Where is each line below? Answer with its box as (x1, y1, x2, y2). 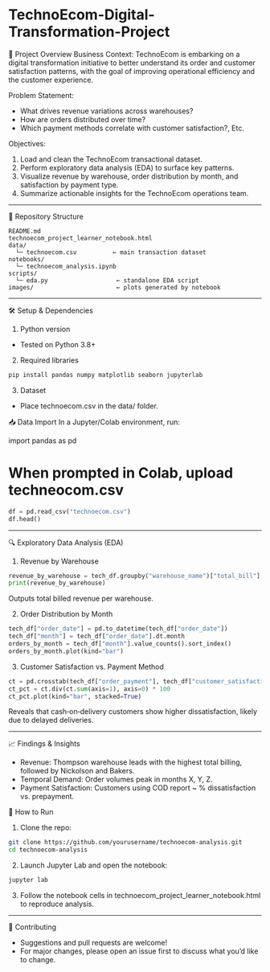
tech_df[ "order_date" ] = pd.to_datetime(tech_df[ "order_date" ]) (8, 625, 228, 633)
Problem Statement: (8, 90, 75, 100)
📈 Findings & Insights (8, 739, 80, 748)
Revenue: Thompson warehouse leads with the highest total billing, (19, 757, 243, 767)
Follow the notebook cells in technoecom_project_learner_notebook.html (19, 891, 261, 900)
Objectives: (8, 138, 46, 148)
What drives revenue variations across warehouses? (19, 106, 194, 116)
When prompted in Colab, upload (8, 464, 234, 482)
